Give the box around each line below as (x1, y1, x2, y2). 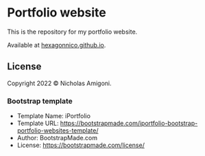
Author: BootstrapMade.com (16, 134, 98, 142)
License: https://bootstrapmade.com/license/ (16, 141, 145, 149)
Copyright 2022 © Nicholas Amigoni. (7, 79, 112, 87)
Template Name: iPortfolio (16, 112, 91, 120)
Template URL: (16, 119, 59, 128)
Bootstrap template (7, 96, 73, 106)
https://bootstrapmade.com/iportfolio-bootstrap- (60, 119, 198, 128)
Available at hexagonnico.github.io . (7, 41, 106, 49)
